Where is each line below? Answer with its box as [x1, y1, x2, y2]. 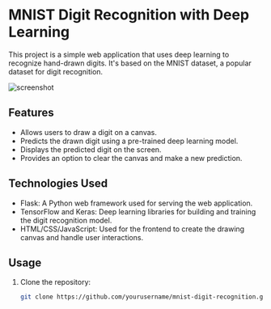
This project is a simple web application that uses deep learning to [8, 49, 230, 59]
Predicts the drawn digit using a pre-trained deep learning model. [19, 136, 239, 146]
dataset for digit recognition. [8, 66, 104, 76]
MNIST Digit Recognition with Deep [8, 6, 249, 24]
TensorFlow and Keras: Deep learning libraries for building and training [19, 206, 256, 216]
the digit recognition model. [19, 215, 112, 225]
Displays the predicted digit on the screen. [19, 144, 162, 154]
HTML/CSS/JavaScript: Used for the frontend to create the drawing [19, 224, 245, 234]
